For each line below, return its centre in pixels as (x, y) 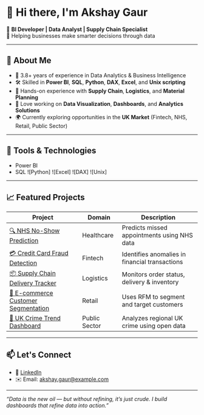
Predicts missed (145, 228)
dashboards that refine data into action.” (58, 406)
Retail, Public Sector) (41, 126)
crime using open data (154, 326)
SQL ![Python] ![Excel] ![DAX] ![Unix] (61, 172)
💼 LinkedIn (28, 372)
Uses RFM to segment (153, 297)
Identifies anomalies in (154, 254)
